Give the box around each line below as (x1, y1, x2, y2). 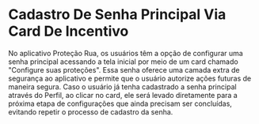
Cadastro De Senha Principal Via (8, 6, 227, 24)
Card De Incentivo (8, 22, 129, 40)
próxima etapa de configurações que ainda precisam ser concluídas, (8, 99, 232, 108)
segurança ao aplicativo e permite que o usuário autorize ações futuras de (8, 73, 252, 83)
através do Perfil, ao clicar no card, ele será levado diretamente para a (8, 90, 238, 100)
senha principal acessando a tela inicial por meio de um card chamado (8, 57, 239, 66)
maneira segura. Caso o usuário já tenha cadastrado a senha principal (8, 81, 237, 92)
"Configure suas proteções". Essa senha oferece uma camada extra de (8, 65, 240, 74)
